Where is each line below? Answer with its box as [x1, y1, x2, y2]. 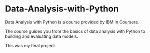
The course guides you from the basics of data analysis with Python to [5, 28, 146, 34]
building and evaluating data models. [5, 33, 78, 39]
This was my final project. [5, 42, 56, 48]
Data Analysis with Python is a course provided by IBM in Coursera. [5, 19, 139, 25]
